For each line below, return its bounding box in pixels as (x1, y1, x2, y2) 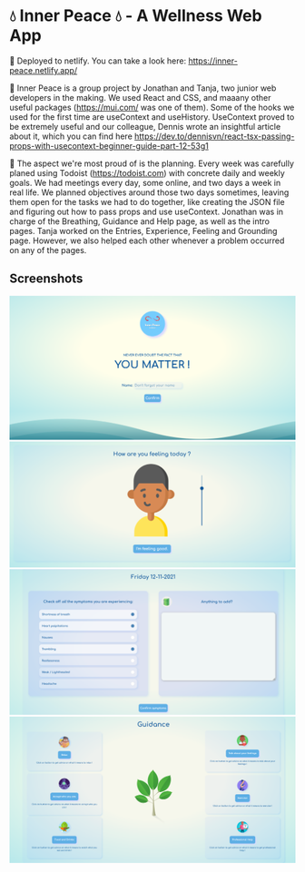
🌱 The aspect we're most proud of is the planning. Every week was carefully (9, 158, 295, 169)
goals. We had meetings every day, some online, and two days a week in (9, 177, 281, 188)
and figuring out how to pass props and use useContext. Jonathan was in (9, 206, 284, 217)
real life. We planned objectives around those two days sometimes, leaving (9, 187, 290, 198)
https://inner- (188, 55, 238, 66)
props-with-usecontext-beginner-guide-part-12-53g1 (9, 140, 209, 151)
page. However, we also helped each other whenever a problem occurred (9, 235, 285, 246)
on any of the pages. (9, 244, 87, 255)
